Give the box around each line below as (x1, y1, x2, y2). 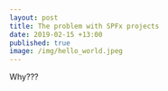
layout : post (9, 13, 59, 23)
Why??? (9, 71, 39, 82)
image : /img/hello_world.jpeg (9, 47, 124, 56)
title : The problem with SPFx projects (9, 22, 160, 31)
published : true (9, 38, 70, 48)
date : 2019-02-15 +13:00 (9, 30, 103, 39)
